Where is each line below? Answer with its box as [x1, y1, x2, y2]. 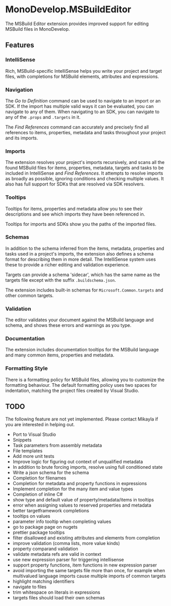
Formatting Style [5, 365, 48, 372]
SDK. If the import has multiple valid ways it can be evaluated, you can [5, 103, 154, 109]
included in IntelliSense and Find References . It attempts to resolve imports [5, 170, 163, 176]
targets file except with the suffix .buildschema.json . [5, 277, 116, 283]
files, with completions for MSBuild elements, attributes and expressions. [5, 73, 159, 79]
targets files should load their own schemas [12, 594, 105, 600]
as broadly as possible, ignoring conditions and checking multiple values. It [5, 176, 164, 182]
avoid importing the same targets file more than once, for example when [12, 567, 165, 573]
